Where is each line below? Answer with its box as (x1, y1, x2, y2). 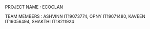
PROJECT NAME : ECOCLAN (5, 4, 64, 10)
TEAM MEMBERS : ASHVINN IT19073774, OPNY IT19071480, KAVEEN (5, 14, 146, 19)
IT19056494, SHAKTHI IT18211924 (5, 19, 74, 24)
